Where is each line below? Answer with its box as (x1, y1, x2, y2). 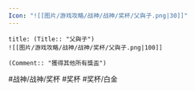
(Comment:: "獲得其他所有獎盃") (8, 59, 107, 67)
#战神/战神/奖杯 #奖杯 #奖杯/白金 (8, 73, 118, 84)
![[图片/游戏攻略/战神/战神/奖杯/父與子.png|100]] (8, 43, 163, 52)
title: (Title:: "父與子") (8, 35, 95, 43)
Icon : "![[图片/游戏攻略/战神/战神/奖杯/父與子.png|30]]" (8, 11, 189, 20)
